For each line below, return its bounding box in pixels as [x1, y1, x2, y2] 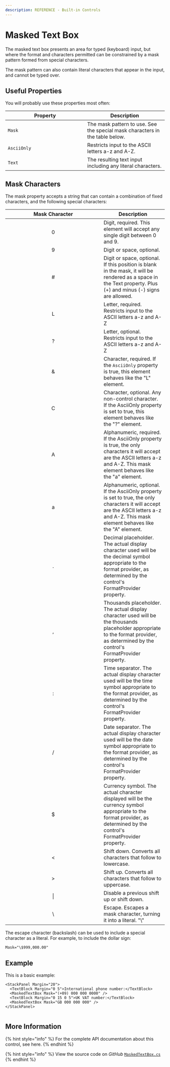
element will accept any [103, 226, 160, 233]
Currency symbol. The [103, 783, 157, 790]
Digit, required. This [103, 219, 150, 226]
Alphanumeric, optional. [103, 482, 160, 489]
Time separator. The [103, 665, 152, 672]
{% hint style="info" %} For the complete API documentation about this [5, 1036, 154, 1042]
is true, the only [103, 441, 141, 449]
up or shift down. [103, 896, 144, 903]
